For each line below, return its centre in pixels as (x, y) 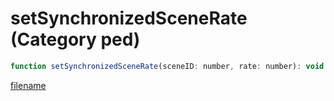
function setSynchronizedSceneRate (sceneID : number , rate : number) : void (167, 66)
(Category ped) (75, 39)
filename (28, 85)
